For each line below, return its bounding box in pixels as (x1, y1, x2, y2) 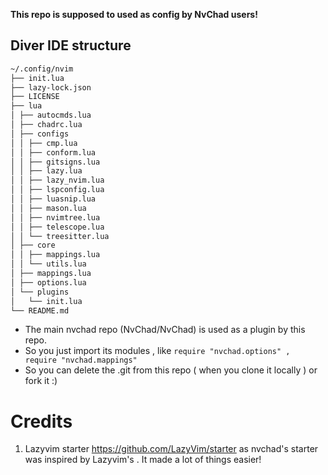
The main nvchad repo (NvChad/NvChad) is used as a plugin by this (24, 324, 306, 336)
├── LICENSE (10, 92, 60, 102)
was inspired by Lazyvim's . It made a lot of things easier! (24, 454, 262, 466)
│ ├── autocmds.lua (10, 110, 92, 121)
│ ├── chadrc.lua (10, 120, 83, 130)
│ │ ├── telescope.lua (10, 222, 105, 232)
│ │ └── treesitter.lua (10, 231, 110, 241)
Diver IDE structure (10, 37, 132, 54)
